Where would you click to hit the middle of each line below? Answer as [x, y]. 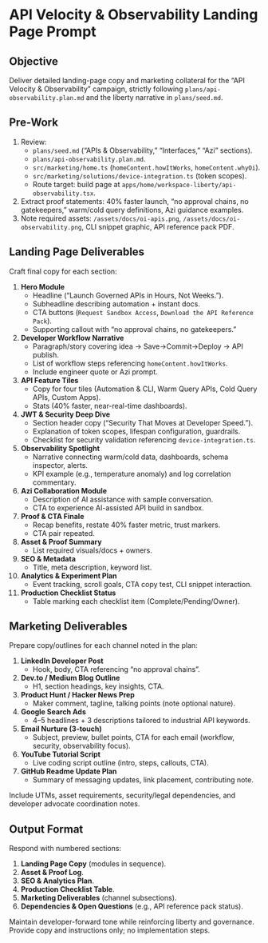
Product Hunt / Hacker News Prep [77, 695]
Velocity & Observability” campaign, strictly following [96, 89]
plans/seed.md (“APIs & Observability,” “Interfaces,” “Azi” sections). [142, 150]
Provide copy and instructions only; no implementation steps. [110, 930]
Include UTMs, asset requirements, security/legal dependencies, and [122, 795]
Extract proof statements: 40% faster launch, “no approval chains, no [135, 201]
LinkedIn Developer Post [62, 661]
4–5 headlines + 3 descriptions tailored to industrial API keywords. [141, 721]
